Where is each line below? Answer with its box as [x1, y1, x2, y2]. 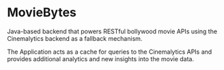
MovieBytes [7, 5, 77, 20]
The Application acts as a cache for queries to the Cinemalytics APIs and [7, 48, 212, 56]
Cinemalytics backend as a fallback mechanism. [7, 34, 143, 42]
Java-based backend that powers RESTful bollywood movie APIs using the [7, 27, 217, 35]
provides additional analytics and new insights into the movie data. [7, 54, 195, 63]
